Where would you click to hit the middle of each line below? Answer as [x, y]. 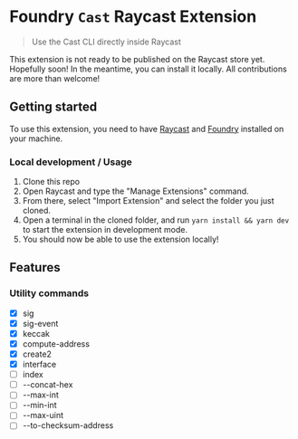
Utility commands [49, 293]
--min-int [39, 406]
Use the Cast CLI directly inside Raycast [106, 42]
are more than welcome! [55, 78]
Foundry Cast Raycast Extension [133, 17]
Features [35, 267]
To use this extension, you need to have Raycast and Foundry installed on [147, 129]
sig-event [40, 323]
